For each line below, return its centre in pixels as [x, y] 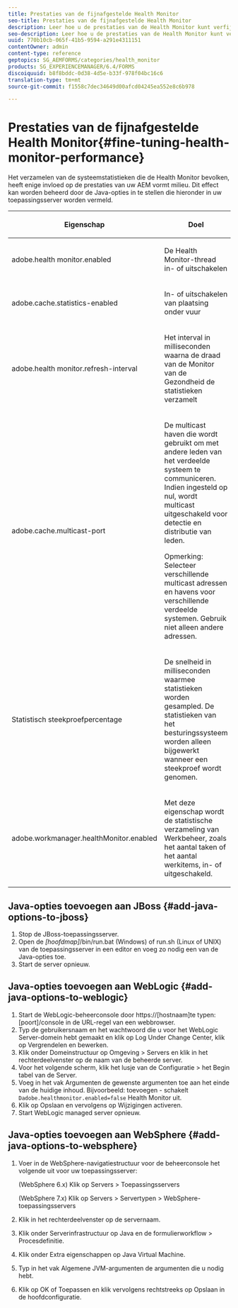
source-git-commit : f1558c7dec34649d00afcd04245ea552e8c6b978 [101, 86]
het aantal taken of [195, 847]
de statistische [189, 821]
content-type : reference [44, 54]
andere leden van [193, 452]
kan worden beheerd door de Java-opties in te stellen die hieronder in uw [115, 193]
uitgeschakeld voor [196, 514]
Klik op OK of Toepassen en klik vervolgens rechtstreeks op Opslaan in [121, 1289]
